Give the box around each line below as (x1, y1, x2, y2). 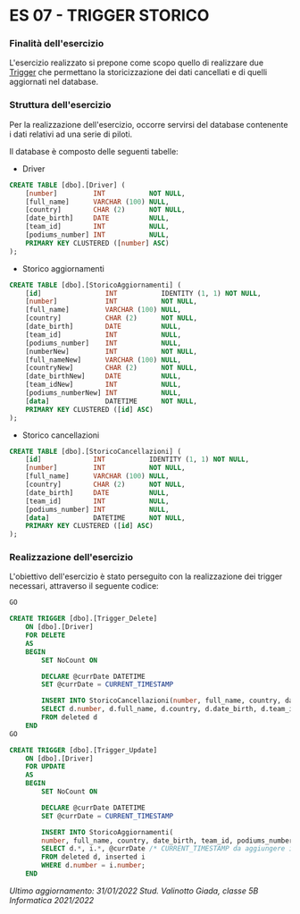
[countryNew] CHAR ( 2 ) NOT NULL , (25, 364, 198, 373)
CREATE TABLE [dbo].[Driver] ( (9, 180, 126, 189)
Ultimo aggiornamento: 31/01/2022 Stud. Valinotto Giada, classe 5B (9, 885, 259, 896)
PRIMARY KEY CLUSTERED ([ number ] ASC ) (25, 239, 170, 247)
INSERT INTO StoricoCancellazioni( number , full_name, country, (41, 696, 281, 706)
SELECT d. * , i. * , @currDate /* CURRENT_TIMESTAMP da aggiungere (41, 844, 286, 853)
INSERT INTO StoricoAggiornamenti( (41, 827, 174, 836)
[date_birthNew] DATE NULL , (25, 372, 181, 381)
